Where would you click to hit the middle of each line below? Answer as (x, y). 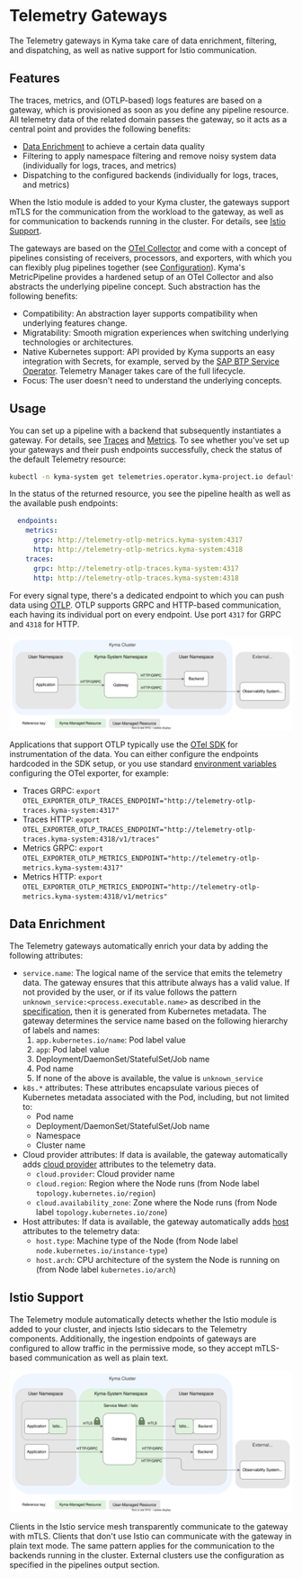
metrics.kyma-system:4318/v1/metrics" (95, 897)
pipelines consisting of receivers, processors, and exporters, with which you (151, 257)
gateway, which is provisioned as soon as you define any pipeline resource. (149, 110)
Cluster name (61, 1145)
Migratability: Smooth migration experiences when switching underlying (155, 332)
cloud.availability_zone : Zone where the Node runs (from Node (156, 1202)
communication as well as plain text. (102, 1358)
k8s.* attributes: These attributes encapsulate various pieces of (140, 1087)
